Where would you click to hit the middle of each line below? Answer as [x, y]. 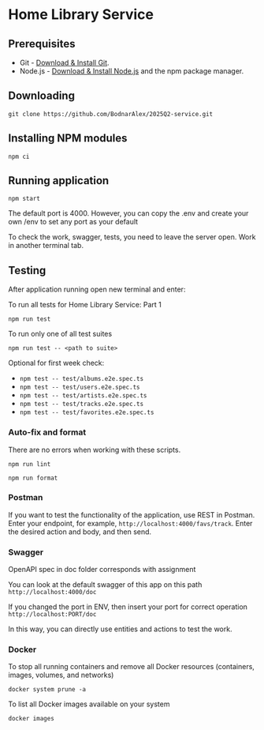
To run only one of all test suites [60, 334]
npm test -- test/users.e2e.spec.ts [80, 388]
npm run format [33, 478]
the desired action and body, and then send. [80, 532]
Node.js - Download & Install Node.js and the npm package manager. [132, 71]
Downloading [41, 96]
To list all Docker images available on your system [89, 704]
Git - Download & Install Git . [64, 62]
